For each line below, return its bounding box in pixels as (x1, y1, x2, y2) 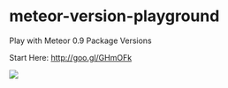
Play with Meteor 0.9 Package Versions (9, 35, 152, 46)
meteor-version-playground (9, 6, 220, 26)
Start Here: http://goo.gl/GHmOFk (9, 52, 133, 62)
